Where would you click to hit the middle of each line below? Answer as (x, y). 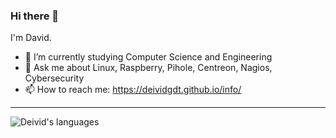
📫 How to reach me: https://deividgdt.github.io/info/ (133, 90)
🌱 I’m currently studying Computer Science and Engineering (148, 57)
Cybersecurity (54, 78)
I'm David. (31, 38)
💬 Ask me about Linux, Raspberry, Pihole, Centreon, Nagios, (148, 68)
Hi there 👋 (35, 16)
